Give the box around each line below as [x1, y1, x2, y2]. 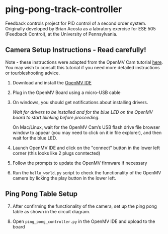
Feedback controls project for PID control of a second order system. [5, 20, 147, 26]
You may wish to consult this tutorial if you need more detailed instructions [5, 64, 160, 70]
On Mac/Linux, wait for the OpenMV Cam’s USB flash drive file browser [12, 124, 160, 130]
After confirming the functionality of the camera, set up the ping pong [12, 203, 157, 209]
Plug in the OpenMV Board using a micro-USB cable [12, 89, 121, 96]
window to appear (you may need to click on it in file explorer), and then [12, 129, 162, 135]
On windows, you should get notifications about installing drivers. [12, 99, 148, 105]
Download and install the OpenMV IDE [12, 79, 92, 85]
